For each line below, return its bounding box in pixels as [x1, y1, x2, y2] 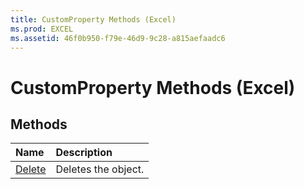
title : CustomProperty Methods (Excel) [10, 14, 177, 25]
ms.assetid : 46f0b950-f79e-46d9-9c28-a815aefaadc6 [10, 33, 226, 43]
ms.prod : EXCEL [10, 24, 74, 34]
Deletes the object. [55, 162, 145, 176]
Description [55, 146, 113, 160]
